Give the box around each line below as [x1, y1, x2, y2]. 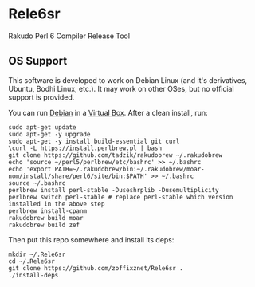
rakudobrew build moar [8, 214, 84, 222]
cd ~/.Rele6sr [8, 257, 56, 265]
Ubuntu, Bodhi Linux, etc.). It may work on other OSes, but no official [8, 84, 234, 93]
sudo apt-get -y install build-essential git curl [8, 137, 180, 145]
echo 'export [8, 165, 52, 173]
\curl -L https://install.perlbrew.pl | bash [8, 144, 162, 152]
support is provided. [8, 92, 75, 102]
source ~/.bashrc [8, 179, 66, 187]
